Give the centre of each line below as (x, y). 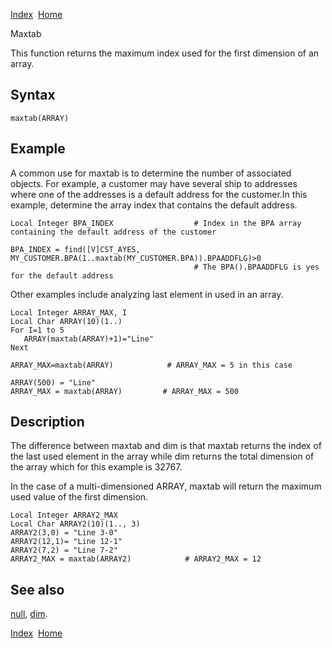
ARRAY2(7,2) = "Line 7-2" (64, 550)
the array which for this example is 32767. (96, 467)
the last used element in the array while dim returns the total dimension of (162, 456)
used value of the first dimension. (79, 497)
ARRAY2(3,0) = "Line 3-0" (64, 533)
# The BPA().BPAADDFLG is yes (256, 267)
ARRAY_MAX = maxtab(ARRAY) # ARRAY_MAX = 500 (125, 391)
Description (47, 422)
